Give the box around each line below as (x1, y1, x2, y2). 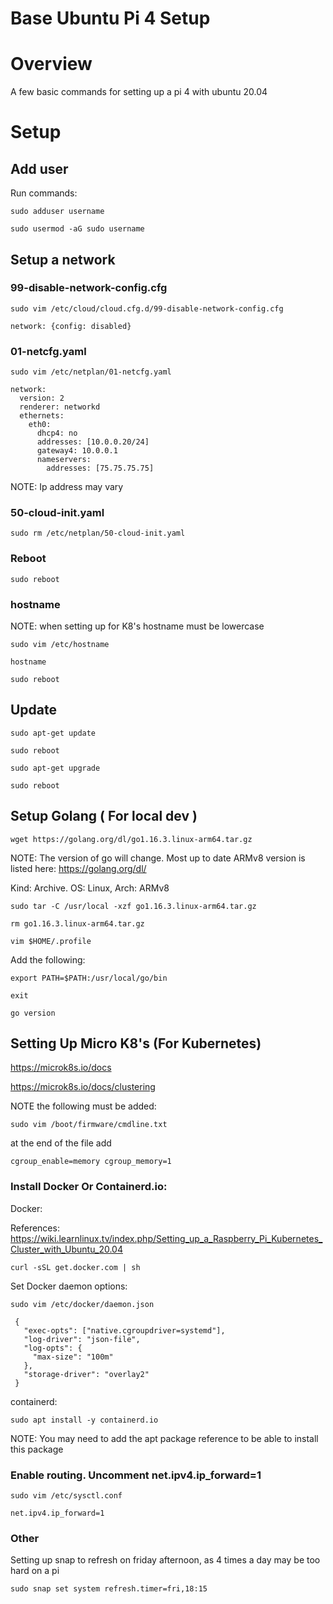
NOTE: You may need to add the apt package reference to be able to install (10, 1432, 319, 1444)
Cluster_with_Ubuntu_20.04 (10, 1243, 123, 1255)
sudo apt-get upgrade (10, 763, 101, 773)
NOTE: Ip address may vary (10, 481, 124, 493)
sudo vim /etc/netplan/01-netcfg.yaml (10, 367, 172, 377)
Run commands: (10, 187, 78, 199)
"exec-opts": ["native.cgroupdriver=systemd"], (23, 1325, 226, 1336)
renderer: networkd (19, 402, 101, 412)
